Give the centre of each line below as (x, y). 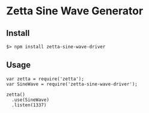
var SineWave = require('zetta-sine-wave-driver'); (72, 84)
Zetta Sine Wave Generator (75, 11)
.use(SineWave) (31, 100)
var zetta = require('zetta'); (45, 79)
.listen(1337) (29, 105)
